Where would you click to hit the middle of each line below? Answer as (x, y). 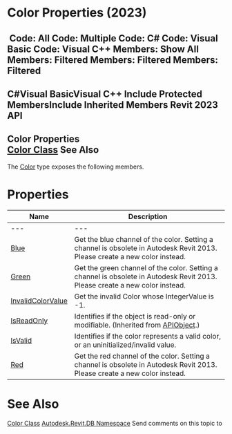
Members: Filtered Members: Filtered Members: (113, 60)
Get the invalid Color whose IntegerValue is (144, 296)
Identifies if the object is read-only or (135, 316)
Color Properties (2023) (77, 13)
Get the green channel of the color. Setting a (146, 267)
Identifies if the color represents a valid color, (147, 336)
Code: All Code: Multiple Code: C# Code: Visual (114, 38)
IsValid (21, 340)
